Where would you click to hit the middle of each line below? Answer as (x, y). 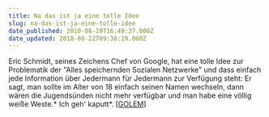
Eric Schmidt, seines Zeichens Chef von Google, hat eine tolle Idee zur (126, 61)
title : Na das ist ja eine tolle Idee (74, 16)
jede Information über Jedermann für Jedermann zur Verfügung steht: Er (130, 78)
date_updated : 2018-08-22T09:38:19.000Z (78, 38)
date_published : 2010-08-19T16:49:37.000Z (81, 31)
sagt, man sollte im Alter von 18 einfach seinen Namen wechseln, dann (126, 87)
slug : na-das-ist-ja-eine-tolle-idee (72, 23)
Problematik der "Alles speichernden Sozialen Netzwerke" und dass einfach (135, 70)
